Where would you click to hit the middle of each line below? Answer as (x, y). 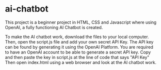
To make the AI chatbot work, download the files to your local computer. (77, 37)
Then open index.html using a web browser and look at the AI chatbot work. (81, 62)
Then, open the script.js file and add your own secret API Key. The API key (79, 42)
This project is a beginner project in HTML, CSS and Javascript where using (81, 22)
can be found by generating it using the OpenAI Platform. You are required (79, 47)
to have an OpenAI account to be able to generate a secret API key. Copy (78, 52)
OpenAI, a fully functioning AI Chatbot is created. (54, 27)
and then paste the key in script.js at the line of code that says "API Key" (77, 57)
